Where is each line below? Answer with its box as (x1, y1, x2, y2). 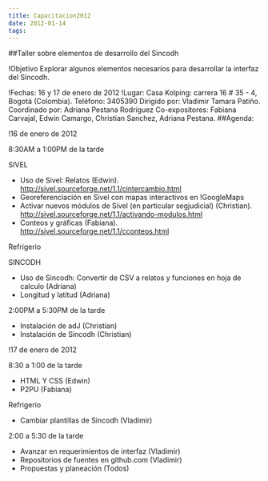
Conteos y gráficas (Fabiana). (19, 218, 118, 228)
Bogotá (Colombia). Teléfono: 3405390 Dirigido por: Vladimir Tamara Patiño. (8, 97, 261, 106)
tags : (8, 26, 26, 34)
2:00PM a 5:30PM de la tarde (8, 306, 106, 315)
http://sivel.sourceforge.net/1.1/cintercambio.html (19, 184, 182, 194)
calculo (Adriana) (19, 282, 78, 291)
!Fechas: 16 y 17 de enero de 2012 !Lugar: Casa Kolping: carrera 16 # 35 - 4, (8, 88, 258, 98)
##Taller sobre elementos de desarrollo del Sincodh (8, 49, 179, 58)
